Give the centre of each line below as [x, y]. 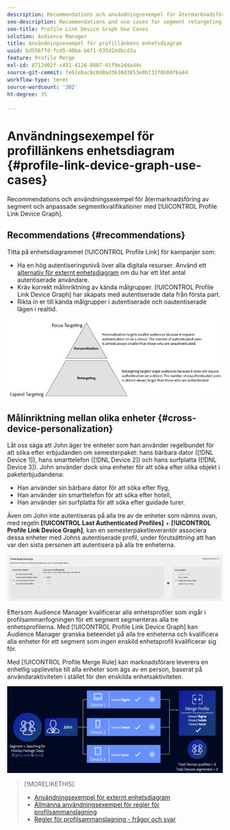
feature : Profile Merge [41, 58]
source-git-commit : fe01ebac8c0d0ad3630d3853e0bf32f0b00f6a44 [98, 72]
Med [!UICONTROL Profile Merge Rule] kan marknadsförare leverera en [108, 662]
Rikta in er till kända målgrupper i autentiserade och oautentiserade [112, 302]
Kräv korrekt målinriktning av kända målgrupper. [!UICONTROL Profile [115, 287]
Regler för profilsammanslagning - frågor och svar [105, 819]
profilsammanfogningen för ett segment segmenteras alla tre [93, 620]
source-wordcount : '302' [42, 87]
